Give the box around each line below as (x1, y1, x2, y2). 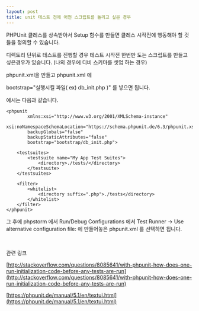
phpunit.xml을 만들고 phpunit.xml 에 (6, 71, 92, 78)
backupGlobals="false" (27, 129, 84, 135)
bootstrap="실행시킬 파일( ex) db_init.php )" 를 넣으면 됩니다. (6, 84, 150, 91)
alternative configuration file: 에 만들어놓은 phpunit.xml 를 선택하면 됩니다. (6, 225, 182, 232)
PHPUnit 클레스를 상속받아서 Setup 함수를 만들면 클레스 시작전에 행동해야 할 (6, 31, 183, 39)
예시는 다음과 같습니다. (6, 96, 59, 104)
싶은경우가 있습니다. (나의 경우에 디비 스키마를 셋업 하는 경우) (6, 59, 147, 66)
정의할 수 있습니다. (17, 39, 60, 46)
